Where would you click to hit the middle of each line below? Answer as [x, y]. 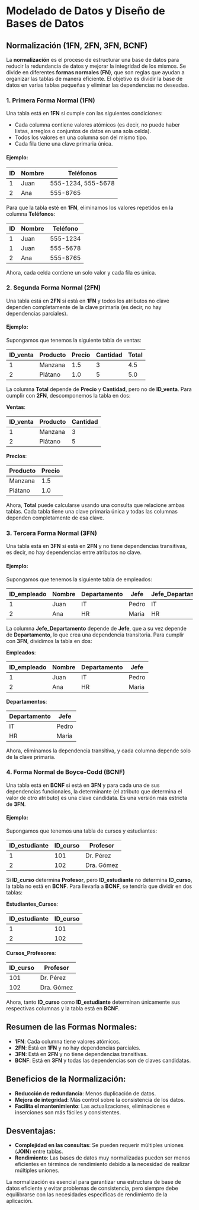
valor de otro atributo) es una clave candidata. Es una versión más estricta [97, 798]
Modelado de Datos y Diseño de [86, 11]
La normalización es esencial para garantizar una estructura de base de [94, 1182]
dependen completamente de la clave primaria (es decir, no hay [84, 307]
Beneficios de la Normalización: [66, 1079]
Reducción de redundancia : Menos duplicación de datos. [85, 1093]
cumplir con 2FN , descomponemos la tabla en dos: [68, 396]
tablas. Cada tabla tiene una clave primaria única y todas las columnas [92, 511]
